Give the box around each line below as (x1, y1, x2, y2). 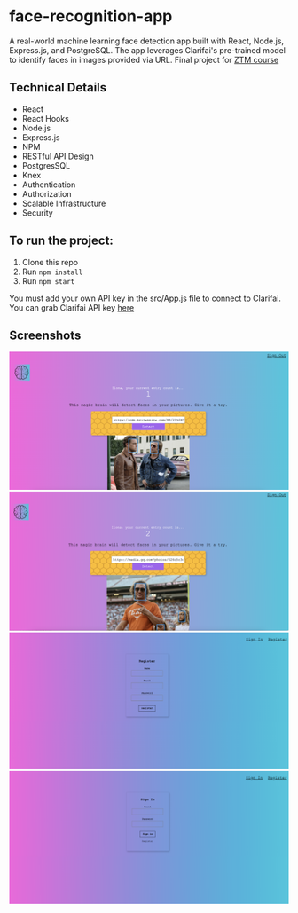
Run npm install (21, 266, 83, 277)
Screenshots (9, 327, 82, 342)
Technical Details (9, 80, 107, 95)
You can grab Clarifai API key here (9, 302, 135, 312)
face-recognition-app (9, 6, 173, 27)
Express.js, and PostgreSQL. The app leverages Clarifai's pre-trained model (9, 44, 286, 55)
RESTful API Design (21, 151, 95, 161)
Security (21, 207, 53, 218)
